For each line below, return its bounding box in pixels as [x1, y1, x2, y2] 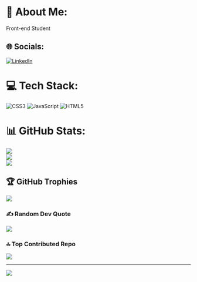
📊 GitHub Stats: [6, 124, 86, 137]
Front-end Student [6, 25, 51, 32]
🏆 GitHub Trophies [6, 177, 78, 187]
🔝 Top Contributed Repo [6, 240, 76, 248]
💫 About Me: [6, 5, 68, 19]
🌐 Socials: [6, 42, 45, 52]
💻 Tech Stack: [6, 79, 79, 92]
